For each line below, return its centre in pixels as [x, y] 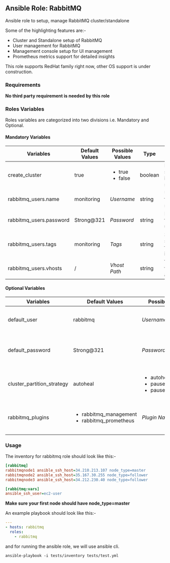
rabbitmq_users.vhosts [35, 268]
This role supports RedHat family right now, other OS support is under [78, 66]
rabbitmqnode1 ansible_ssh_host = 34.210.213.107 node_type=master [75, 470]
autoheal [83, 384]
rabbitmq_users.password [39, 220]
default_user [23, 319]
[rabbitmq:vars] [22, 489]
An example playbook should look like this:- [51, 513]
